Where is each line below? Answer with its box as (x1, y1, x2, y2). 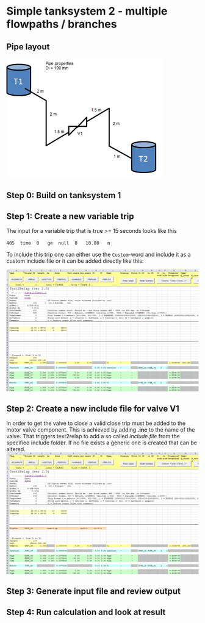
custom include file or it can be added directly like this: (6, 257, 144, 265)
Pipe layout (6, 41, 50, 52)
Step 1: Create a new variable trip (6, 211, 134, 221)
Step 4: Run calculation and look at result (6, 607, 166, 617)
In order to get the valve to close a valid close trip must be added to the (6, 419, 186, 427)
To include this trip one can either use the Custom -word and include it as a (6, 251, 191, 258)
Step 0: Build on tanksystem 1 (6, 190, 121, 201)
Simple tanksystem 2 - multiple (6, 4, 168, 18)
